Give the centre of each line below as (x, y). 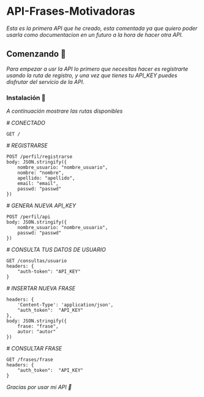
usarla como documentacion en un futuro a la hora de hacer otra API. (95, 34)
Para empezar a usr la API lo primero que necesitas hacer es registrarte (97, 69)
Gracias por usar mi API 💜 (39, 387)
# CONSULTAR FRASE (34, 349)
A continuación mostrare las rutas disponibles (65, 111)
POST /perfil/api (28, 217)
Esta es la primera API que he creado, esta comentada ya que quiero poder (102, 28)
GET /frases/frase (30, 360)
